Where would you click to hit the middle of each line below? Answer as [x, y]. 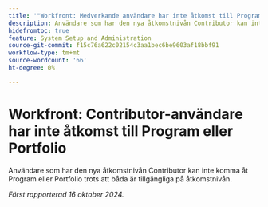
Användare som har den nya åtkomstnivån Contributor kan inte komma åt [128, 170]
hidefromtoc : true [39, 30]
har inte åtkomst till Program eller [121, 131]
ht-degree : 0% [32, 68]
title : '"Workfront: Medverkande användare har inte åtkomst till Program [135, 16]
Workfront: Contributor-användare [126, 114]
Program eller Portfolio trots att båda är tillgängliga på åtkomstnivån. [120, 179]
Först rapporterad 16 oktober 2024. [67, 194]
